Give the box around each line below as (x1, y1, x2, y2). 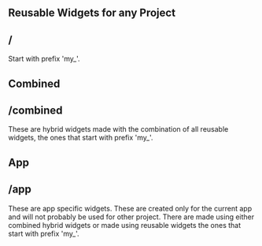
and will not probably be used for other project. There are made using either (8, 212, 255, 222)
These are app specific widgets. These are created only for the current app (8, 203, 253, 213)
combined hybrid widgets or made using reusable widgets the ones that (8, 220, 242, 229)
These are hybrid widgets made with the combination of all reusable (8, 125, 229, 134)
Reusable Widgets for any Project (8, 6, 175, 20)
